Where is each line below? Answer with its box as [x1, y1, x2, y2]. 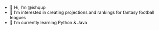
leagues [9, 15, 26, 20]
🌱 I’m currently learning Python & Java [9, 20, 87, 25]
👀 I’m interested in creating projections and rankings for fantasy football [9, 10, 155, 15]
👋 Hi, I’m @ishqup [9, 5, 46, 10]
